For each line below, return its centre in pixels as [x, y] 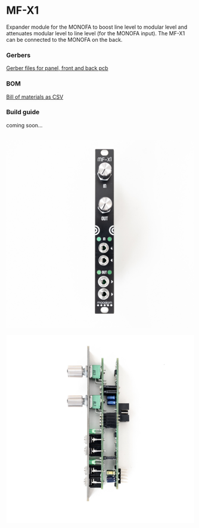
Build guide [23, 112]
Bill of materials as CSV [35, 97]
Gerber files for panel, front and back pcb [57, 68]
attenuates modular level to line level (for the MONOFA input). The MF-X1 [96, 33]
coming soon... [24, 125]
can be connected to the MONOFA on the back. [64, 39]
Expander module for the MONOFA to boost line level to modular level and [97, 27]
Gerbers [18, 55]
